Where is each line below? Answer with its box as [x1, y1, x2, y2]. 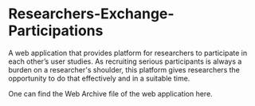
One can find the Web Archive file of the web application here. [8, 88, 213, 98]
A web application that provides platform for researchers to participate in [8, 48, 248, 57]
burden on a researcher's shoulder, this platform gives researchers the [8, 65, 241, 74]
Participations [8, 22, 104, 40]
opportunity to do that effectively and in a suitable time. [8, 73, 190, 83]
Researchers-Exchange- [8, 5, 175, 23]
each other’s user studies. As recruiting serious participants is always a [8, 57, 242, 66]
